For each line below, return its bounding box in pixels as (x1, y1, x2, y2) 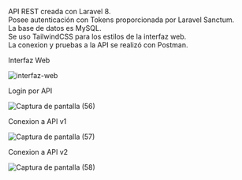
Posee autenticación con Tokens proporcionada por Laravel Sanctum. (8, 15, 235, 24)
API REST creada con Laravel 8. (8, 7, 111, 16)
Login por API (8, 86, 53, 96)
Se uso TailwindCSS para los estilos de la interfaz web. (8, 32, 187, 41)
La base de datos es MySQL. (8, 24, 102, 32)
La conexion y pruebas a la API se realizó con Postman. (8, 40, 188, 50)
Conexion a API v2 (8, 148, 69, 156)
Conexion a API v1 (8, 117, 67, 126)
